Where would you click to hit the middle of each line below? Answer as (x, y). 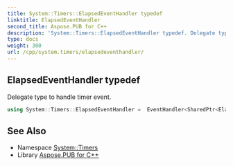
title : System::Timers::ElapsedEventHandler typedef (85, 13)
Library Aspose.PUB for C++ (58, 155)
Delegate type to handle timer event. (59, 97)
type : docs (23, 39)
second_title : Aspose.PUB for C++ (57, 26)
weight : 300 (24, 46)
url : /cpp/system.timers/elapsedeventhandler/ (76, 53)
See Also (27, 131)
